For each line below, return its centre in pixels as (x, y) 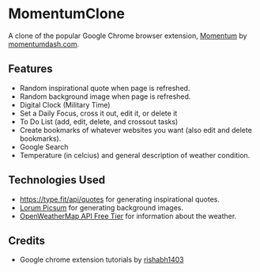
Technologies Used (57, 180)
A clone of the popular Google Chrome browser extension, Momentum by (128, 36)
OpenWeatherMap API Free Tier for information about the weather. (128, 216)
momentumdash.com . (44, 43)
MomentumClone (66, 14)
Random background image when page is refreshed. (105, 96)
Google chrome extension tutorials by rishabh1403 (102, 260)
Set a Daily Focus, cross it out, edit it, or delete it (98, 113)
